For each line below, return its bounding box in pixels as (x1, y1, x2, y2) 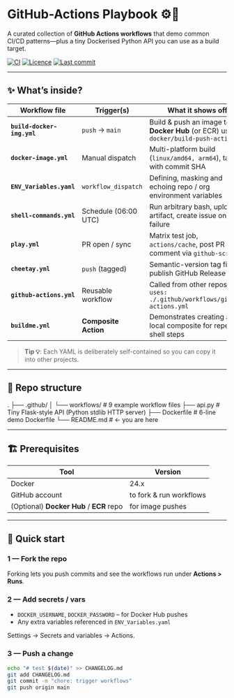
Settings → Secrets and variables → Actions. (7, 632, 135, 640)
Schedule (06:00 (81, 206, 138, 216)
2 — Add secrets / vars (7, 594, 86, 604)
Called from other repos (149, 279, 228, 289)
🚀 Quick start (7, 532, 65, 544)
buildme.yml (10, 321, 51, 329)
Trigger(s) (95, 105, 130, 115)
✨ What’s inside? (7, 85, 83, 96)
